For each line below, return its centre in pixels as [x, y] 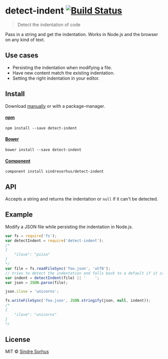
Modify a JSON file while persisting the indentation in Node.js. [69, 227]
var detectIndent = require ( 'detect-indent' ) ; [54, 241]
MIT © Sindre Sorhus [27, 351]
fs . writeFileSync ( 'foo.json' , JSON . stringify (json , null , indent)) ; [78, 301]
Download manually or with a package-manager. [55, 106]
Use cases [22, 55]
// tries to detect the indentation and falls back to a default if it [81, 273]
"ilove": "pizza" [32, 255]
